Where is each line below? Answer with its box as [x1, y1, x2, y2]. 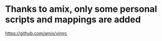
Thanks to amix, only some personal [5, 3, 158, 15]
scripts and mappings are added [5, 14, 141, 25]
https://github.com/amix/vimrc [5, 30, 67, 36]
